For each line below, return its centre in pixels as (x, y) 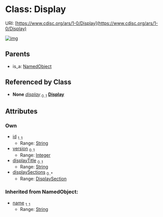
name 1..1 (21, 203)
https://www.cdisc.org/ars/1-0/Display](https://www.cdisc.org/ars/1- (87, 23)
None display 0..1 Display (38, 95)
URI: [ (11, 23)
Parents (18, 54)
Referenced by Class (38, 82)
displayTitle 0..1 (28, 161)
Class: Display (36, 9)
